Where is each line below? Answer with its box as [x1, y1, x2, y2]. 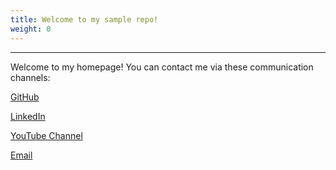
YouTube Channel [10, 129, 83, 141]
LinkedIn [10, 110, 46, 122]
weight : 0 [10, 24, 52, 34]
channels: [10, 71, 51, 83]
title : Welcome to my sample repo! [10, 14, 159, 25]
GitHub [10, 91, 40, 103]
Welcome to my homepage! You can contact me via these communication [10, 61, 314, 73]
